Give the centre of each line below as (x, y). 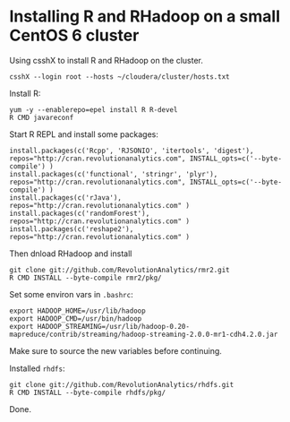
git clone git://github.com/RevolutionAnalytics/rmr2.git (119, 270)
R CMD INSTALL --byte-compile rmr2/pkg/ (86, 278)
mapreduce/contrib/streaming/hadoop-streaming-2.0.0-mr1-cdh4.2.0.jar (144, 334)
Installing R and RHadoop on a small (145, 17)
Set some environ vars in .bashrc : (71, 294)
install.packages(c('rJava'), (66, 198)
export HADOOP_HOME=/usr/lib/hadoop (77, 311)
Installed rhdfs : (37, 368)
